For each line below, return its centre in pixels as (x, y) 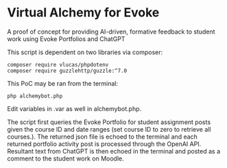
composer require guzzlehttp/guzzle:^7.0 (67, 71)
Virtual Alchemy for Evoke (83, 13)
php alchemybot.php (35, 96)
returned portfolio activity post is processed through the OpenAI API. (104, 144)
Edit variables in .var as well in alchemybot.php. (74, 108)
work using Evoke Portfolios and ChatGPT (66, 38)
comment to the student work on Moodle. (66, 158)
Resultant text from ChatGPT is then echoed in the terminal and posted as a (114, 151)
